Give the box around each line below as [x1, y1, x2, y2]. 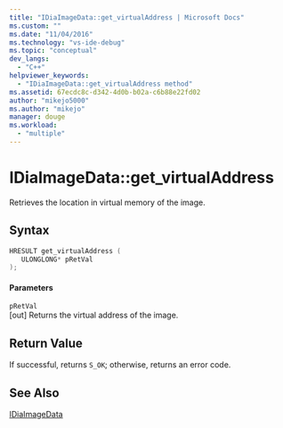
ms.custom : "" [9, 21, 62, 30]
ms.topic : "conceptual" [9, 46, 98, 55]
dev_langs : [9, 54, 50, 63]
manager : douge [9, 112, 66, 121]
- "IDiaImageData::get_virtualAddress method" [17, 79, 193, 88]
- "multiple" [17, 129, 66, 138]
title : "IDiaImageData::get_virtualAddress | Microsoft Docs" [9, 12, 245, 22]
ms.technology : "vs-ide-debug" [9, 37, 125, 47]
